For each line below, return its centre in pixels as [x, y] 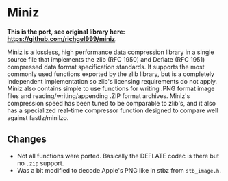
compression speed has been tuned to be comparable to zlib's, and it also [112, 103]
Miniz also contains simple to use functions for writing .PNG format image [111, 88]
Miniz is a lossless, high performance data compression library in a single [111, 52]
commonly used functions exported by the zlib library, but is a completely [111, 74]
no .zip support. [40, 163]
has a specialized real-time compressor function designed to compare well [113, 110]
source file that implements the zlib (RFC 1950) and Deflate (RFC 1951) [106, 59]
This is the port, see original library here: [66, 32]
